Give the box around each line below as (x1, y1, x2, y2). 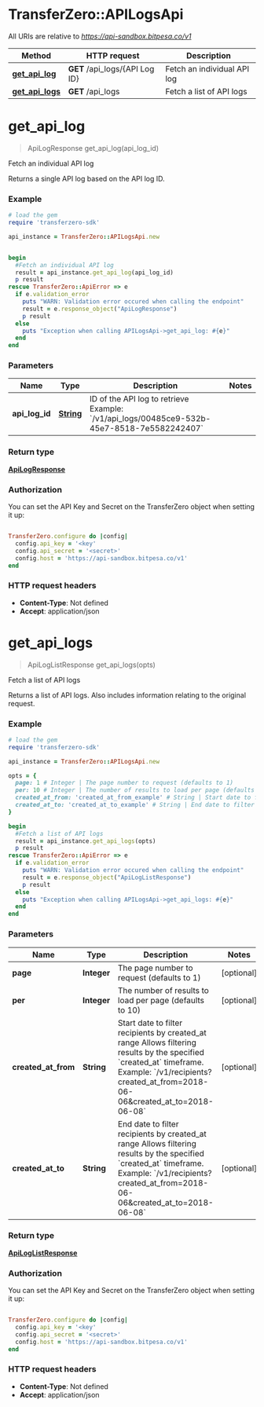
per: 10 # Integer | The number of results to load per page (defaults (15, 786, 255, 794)
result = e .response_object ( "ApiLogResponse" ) (22, 305, 178, 313)
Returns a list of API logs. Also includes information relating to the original (8, 690, 246, 700)
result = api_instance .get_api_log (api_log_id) (15, 269, 174, 277)
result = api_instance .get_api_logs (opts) (15, 837, 156, 845)
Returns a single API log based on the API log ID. (8, 174, 165, 183)
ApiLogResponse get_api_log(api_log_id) (27, 143, 159, 152)
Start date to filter (117, 1017, 183, 1028)
